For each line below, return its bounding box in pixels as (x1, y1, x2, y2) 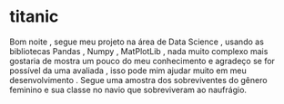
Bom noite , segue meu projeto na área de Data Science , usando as (9, 36, 264, 47)
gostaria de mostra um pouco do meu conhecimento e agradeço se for (9, 55, 276, 66)
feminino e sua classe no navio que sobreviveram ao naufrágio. (9, 84, 248, 95)
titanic (9, 6, 59, 27)
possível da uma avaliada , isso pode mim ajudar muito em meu (9, 65, 248, 76)
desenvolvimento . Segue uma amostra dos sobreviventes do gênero (9, 74, 268, 85)
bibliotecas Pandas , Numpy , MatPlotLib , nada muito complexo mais (9, 45, 269, 56)
